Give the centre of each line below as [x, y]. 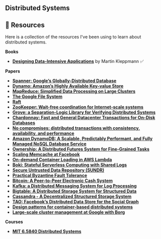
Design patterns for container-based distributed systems [72, 207]
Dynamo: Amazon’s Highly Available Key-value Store [68, 86]
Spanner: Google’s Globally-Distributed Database [64, 81]
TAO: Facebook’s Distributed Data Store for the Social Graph [76, 202]
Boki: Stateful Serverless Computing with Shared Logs [70, 165]
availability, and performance [43, 134]
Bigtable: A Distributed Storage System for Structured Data [74, 191]
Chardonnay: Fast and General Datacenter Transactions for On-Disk [84, 118]
